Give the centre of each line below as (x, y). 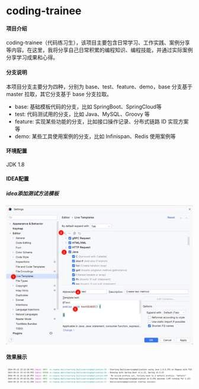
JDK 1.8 (15, 164)
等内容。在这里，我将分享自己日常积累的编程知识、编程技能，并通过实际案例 (99, 50)
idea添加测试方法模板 (33, 193)
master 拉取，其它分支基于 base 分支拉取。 (59, 94)
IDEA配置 (17, 178)
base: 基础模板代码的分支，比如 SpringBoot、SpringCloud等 (88, 106)
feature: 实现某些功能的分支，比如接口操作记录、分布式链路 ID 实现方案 (102, 121)
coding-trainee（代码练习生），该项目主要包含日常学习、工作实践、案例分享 (98, 43)
